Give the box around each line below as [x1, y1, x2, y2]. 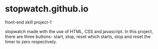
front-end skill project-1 [5, 19, 52, 25]
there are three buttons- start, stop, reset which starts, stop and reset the [5, 34, 151, 39]
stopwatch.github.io [5, 3, 88, 14]
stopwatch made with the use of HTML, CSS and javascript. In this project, [5, 28, 153, 34]
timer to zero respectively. [5, 38, 57, 44]
